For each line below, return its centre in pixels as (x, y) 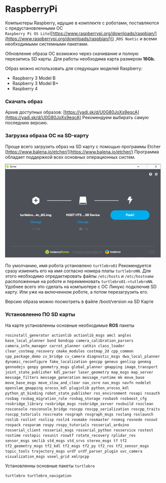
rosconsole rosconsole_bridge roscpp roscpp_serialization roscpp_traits (83, 409)
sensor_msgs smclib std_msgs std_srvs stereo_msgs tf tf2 (66, 441)
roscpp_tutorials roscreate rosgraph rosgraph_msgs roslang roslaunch (79, 414)
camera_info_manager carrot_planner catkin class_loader (65, 346)
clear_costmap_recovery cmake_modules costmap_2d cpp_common (69, 351)
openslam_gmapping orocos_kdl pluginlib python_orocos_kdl (67, 388)
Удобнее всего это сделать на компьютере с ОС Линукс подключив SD (81, 287)
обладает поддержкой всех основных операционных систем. (70, 157)
